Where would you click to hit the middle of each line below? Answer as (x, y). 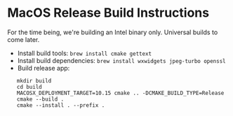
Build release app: (44, 68)
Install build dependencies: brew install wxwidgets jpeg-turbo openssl (121, 60)
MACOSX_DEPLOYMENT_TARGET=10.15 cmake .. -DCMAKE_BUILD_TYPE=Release (120, 93)
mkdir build (34, 81)
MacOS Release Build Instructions (108, 13)
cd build (29, 87)
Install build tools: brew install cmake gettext (85, 53)
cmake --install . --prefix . (61, 105)
